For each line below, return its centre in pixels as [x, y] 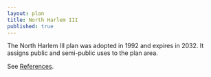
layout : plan [26, 13]
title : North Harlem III [43, 20]
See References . [31, 67]
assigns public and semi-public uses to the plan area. [82, 53]
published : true [30, 26]
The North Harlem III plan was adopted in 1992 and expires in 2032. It [105, 46]
